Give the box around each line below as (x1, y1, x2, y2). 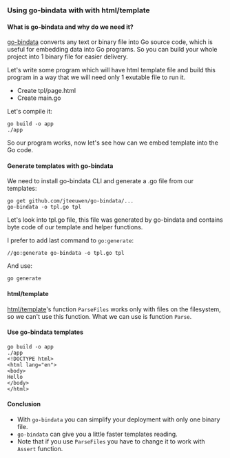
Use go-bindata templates (7, 328, 84, 336)
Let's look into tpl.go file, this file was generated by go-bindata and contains (7, 216, 224, 224)
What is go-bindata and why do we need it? (7, 23, 134, 31)
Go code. (7, 146, 33, 154)
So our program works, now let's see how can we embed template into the (7, 138, 219, 147)
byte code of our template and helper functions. (7, 223, 143, 231)
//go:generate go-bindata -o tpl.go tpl (7, 250, 125, 257)
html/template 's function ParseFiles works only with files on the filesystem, (7, 305, 222, 313)
